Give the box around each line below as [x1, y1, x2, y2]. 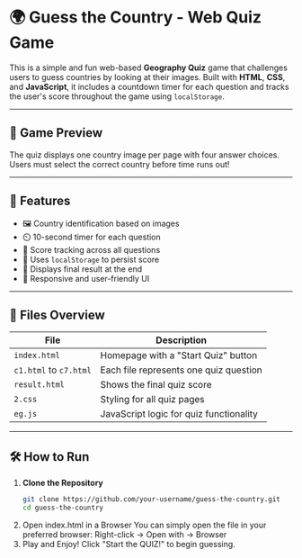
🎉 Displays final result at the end [22, 263, 142, 274]
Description [155, 334, 208, 346]
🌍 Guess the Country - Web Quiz [9, 7, 262, 28]
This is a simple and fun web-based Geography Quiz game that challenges [9, 62, 288, 73]
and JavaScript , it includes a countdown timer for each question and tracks [9, 81, 289, 92]
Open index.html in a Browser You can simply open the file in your [22, 519, 267, 530]
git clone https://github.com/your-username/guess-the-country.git [22, 495, 280, 504]
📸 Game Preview [9, 125, 103, 140]
